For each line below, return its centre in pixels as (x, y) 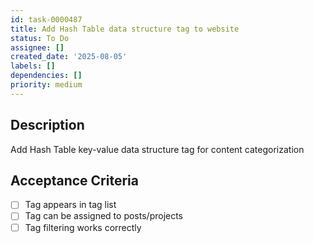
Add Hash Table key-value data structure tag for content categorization (157, 149)
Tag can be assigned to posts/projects (104, 216)
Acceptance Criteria (74, 180)
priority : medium (46, 85)
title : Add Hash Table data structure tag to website (125, 29)
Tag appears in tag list (70, 205)
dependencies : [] (46, 76)
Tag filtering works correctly (83, 227)
